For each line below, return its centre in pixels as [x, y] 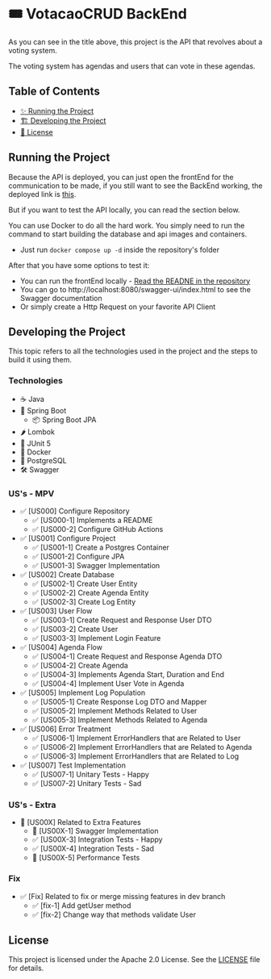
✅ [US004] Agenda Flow [61, 647]
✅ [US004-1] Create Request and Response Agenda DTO [127, 656]
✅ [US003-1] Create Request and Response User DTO [122, 620]
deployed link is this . [42, 194]
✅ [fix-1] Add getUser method [81, 905]
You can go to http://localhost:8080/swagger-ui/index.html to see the [135, 289]
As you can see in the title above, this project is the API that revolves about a [135, 42]
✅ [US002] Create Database [67, 574]
